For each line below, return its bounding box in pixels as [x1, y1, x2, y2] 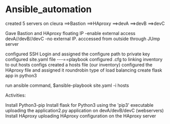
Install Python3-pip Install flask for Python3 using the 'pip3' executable [5, 102, 154, 108]
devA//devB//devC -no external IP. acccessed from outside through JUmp [5, 36, 160, 42]
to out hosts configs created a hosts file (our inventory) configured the [5, 61, 153, 68]
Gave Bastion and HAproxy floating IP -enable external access [5, 30, 135, 36]
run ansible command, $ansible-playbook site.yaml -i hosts [5, 82, 129, 88]
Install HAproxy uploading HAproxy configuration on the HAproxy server [5, 113, 156, 119]
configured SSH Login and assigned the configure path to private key [5, 51, 150, 57]
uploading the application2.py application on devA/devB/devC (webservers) [5, 107, 164, 113]
